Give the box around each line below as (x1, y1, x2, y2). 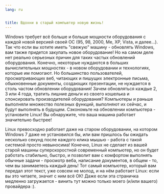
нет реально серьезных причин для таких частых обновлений (5, 54, 136, 60)
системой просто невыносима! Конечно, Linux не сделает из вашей (5, 142, 147, 148)
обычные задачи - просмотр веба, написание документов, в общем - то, (5, 157, 158, 163)
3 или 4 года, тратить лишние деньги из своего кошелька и (5, 91, 130, 97)
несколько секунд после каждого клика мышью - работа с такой (5, 136, 142, 142)
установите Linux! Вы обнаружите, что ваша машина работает (5, 111, 136, 117)
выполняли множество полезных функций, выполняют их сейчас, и (5, 101, 147, 107)
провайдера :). (5, 183, 36, 189)
